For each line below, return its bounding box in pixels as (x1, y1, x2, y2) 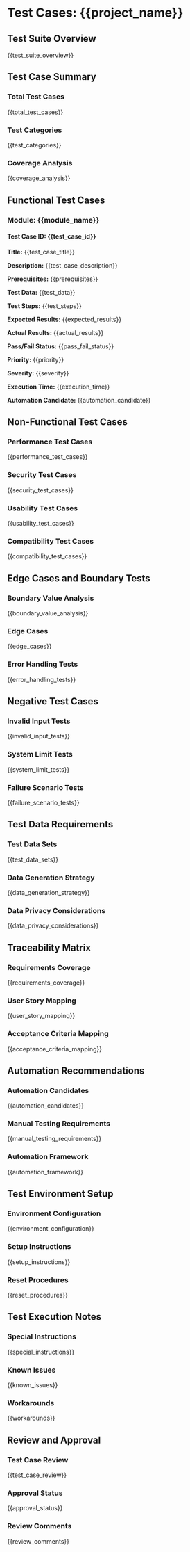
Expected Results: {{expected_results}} (7, 315, 122, 323)
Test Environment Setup (7, 1188, 114, 1200)
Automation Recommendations (7, 1065, 145, 1076)
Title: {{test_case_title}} (7, 248, 75, 256)
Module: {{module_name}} (7, 215, 100, 225)
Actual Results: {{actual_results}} (7, 328, 104, 337)
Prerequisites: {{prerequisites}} (7, 275, 98, 283)
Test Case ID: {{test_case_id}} (7, 232, 96, 241)
